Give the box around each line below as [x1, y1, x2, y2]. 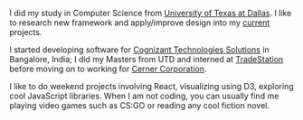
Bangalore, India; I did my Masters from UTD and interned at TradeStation [9, 54, 284, 64]
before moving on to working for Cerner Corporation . [9, 63, 207, 74]
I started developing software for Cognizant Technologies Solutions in [9, 44, 270, 55]
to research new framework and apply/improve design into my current [9, 17, 270, 28]
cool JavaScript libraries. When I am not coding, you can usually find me [9, 90, 279, 101]
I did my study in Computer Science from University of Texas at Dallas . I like [9, 8, 292, 18]
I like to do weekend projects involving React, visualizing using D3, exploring [9, 81, 294, 91]
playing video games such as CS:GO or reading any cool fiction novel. [9, 100, 270, 111]
